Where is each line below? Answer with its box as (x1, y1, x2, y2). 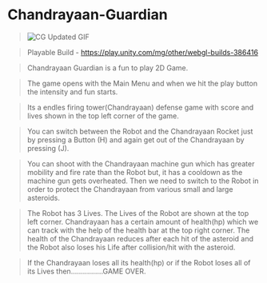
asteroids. (26, 193, 61, 202)
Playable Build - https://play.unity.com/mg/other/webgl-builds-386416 (26, 47, 259, 57)
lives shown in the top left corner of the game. (26, 110, 179, 121)
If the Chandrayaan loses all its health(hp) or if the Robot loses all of (26, 257, 251, 267)
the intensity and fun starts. (26, 86, 118, 97)
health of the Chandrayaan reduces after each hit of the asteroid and (26, 233, 253, 243)
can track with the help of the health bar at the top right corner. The (26, 225, 250, 235)
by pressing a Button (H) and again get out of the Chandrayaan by (26, 134, 245, 145)
